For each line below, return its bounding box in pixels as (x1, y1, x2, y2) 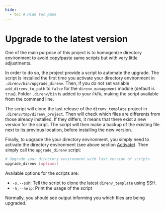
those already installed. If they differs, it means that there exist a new (5, 116, 147, 122)
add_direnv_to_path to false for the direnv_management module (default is (5, 85, 155, 92)
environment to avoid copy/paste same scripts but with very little (5, 55, 138, 61)
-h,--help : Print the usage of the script (12, 185, 92, 191)
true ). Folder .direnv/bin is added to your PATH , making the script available (5, 91, 159, 97)
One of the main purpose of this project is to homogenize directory (5, 50, 142, 56)
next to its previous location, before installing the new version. (5, 127, 133, 133)
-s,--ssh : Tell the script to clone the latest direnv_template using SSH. (12, 180, 157, 186)
